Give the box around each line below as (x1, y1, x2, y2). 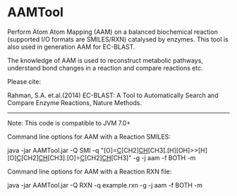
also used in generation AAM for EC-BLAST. (7, 42, 135, 51)
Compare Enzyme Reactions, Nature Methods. (7, 98, 142, 106)
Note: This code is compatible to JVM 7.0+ (7, 118, 131, 127)
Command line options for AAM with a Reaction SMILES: (7, 132, 171, 141)
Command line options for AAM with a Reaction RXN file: (7, 167, 172, 176)
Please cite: (7, 77, 42, 85)
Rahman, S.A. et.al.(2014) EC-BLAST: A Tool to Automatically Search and (7, 91, 219, 99)
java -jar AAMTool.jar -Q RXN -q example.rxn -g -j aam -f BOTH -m (7, 180, 203, 189)
